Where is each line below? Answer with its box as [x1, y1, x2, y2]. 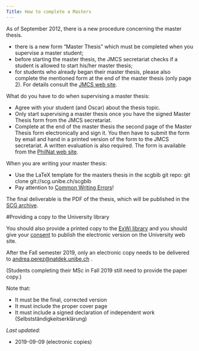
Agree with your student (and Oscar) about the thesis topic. [14, 104, 160, 111]
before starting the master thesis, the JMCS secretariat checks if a [14, 55, 178, 62]
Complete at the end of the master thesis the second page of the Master [14, 123, 192, 130]
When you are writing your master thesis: [6, 159, 107, 167]
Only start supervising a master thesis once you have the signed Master [14, 110, 191, 117]
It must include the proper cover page [14, 302, 108, 309]
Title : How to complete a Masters [6, 8, 92, 15]
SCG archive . [6, 202, 39, 209]
